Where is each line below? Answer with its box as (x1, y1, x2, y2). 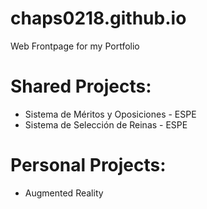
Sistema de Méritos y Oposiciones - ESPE (24, 108, 197, 120)
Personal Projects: (10, 154, 167, 177)
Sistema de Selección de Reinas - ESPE (24, 118, 188, 131)
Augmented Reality (24, 187, 104, 199)
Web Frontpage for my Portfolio (10, 40, 140, 52)
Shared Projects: (10, 75, 152, 98)
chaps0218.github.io (10, 7, 187, 30)
